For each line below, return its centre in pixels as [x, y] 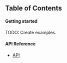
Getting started [21, 21]
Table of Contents [34, 8]
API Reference [20, 44]
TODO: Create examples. [31, 32]
